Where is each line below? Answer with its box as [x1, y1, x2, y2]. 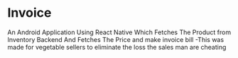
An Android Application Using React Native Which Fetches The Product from [7, 28, 232, 36]
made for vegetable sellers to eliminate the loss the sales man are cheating [7, 43, 227, 51]
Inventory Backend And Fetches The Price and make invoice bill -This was [7, 35, 225, 43]
